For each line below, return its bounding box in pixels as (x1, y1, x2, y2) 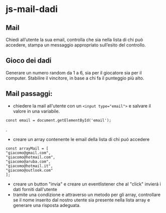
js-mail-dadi (6, 3, 58, 15)
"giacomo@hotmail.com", (6, 154, 56, 159)
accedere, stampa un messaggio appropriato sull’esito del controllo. (6, 42, 146, 48)
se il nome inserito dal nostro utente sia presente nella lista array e (13, 196, 150, 203)
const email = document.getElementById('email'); (6, 117, 112, 123)
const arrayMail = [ (6, 146, 49, 151)
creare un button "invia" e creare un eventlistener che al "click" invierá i (13, 181, 161, 187)
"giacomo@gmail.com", (6, 150, 51, 155)
